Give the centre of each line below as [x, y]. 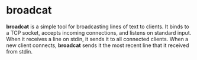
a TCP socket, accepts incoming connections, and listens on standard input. [99, 32]
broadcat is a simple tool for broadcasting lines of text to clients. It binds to [98, 26]
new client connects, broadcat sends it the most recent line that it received [98, 45]
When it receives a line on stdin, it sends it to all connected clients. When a [97, 39]
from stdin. [19, 51]
